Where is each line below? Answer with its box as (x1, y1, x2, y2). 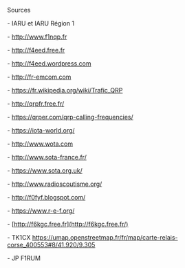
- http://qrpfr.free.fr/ (7, 99, 65, 108)
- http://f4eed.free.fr (7, 46, 65, 54)
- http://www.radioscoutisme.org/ (7, 180, 102, 188)
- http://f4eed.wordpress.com (7, 59, 91, 68)
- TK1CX (7, 233, 31, 241)
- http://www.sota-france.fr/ (7, 153, 87, 161)
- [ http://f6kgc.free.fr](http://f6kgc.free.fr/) (7, 220, 129, 228)
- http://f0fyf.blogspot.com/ (7, 193, 86, 201)
